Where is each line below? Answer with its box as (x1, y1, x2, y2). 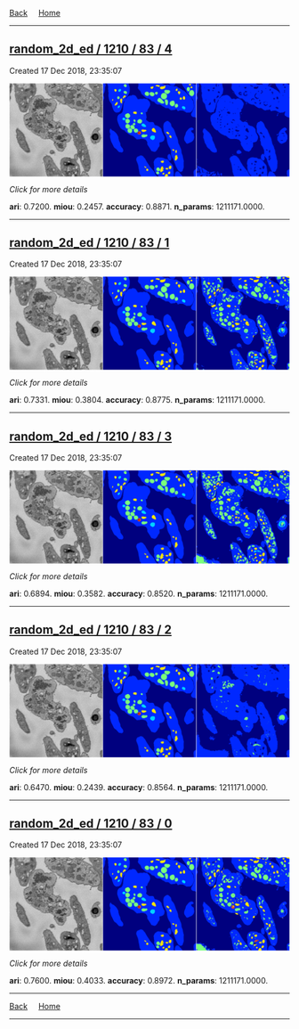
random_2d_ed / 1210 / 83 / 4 (9, 42, 173, 57)
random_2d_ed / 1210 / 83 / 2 (9, 623, 172, 638)
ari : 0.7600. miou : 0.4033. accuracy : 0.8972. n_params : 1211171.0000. (9, 976, 269, 986)
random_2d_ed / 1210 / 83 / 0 (9, 815, 173, 831)
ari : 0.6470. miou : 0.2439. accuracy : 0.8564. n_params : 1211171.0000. (9, 781, 269, 792)
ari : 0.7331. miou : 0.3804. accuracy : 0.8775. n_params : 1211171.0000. (9, 395, 266, 405)
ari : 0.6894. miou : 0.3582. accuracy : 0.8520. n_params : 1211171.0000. (9, 588, 269, 599)
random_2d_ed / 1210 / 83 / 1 (9, 235, 170, 250)
